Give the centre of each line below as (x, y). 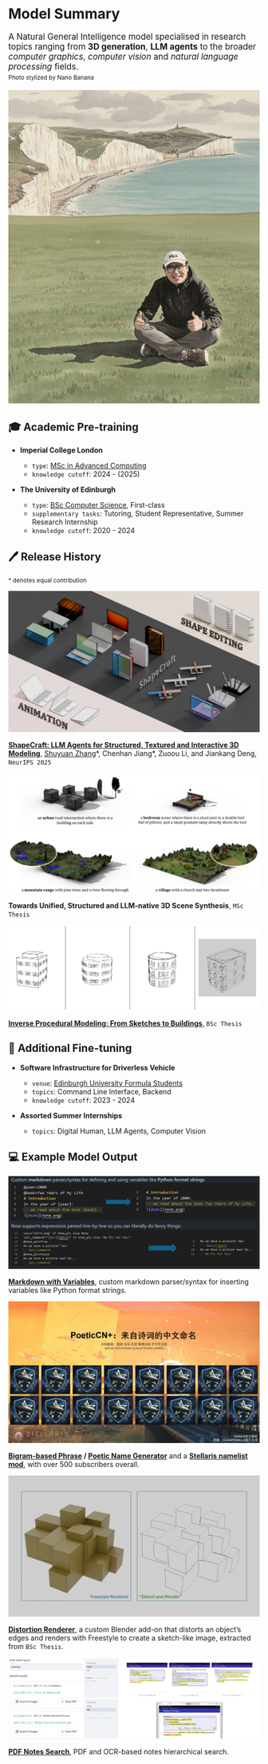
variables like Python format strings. (67, 1291)
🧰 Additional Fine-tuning (70, 1048)
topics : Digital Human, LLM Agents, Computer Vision (118, 1131)
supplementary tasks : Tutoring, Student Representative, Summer (138, 514)
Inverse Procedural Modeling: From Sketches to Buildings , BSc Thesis (125, 1023)
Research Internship (65, 522)
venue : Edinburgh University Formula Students (107, 1083)
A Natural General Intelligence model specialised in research (127, 37)
